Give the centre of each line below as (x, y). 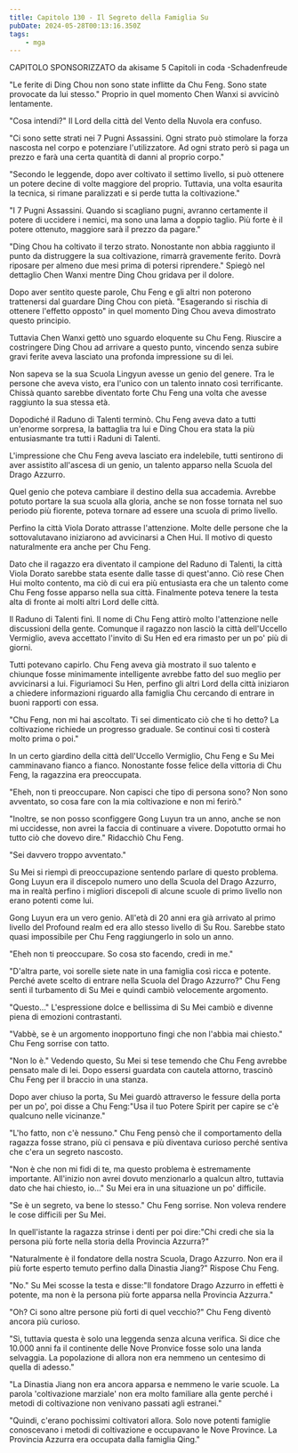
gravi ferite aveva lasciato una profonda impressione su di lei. (121, 357)
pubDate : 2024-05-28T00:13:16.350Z (75, 26)
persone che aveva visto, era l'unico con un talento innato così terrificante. (146, 383)
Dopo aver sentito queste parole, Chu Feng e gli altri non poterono (130, 292)
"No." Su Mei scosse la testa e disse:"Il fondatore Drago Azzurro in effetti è (147, 1286)
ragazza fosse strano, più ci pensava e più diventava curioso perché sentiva (149, 1142)
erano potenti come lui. (52, 900)
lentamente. (31, 104)
